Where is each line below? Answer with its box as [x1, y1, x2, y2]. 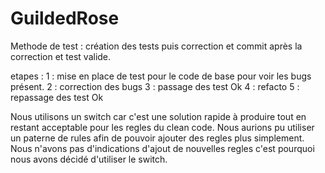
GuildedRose [10, 7, 120, 30]
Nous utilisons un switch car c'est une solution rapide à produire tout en [10, 110, 307, 122]
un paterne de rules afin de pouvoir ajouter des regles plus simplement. [10, 132, 305, 144]
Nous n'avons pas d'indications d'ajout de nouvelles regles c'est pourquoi [10, 142, 315, 154]
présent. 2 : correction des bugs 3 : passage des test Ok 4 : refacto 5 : [10, 80, 300, 92]
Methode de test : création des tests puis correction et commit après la [10, 40, 303, 52]
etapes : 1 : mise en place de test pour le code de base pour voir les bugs [10, 70, 312, 82]
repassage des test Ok [10, 91, 104, 103]
